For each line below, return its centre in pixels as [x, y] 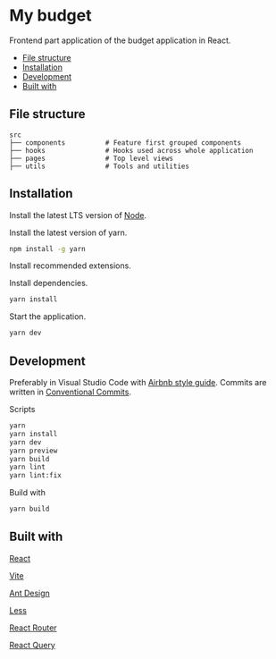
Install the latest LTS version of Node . [78, 215]
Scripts [22, 409]
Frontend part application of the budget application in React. [120, 40]
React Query [32, 645]
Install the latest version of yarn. [68, 232]
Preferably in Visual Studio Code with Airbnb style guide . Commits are [138, 382]
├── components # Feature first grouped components [125, 143]
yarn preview [33, 451]
